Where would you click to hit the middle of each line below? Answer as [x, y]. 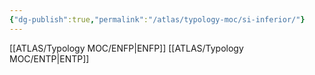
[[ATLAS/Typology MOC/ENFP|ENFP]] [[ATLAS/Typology [126, 48]
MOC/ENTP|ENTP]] [49, 58]
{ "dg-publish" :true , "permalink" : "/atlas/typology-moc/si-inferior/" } [157, 19]
